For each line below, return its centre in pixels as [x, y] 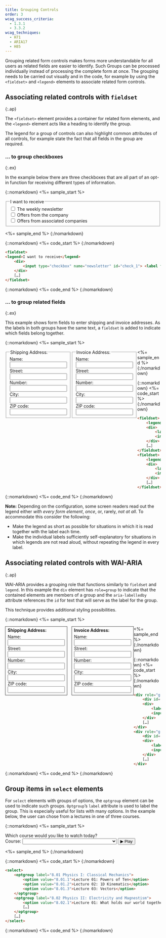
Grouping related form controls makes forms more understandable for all [79, 60]
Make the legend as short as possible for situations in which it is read [83, 526]
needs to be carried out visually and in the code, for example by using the [80, 76]
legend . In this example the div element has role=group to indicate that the [81, 590]
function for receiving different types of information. [63, 182]
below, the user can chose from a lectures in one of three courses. [73, 816]
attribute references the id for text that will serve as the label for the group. [82, 600]
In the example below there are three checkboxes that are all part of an [77, 177]
